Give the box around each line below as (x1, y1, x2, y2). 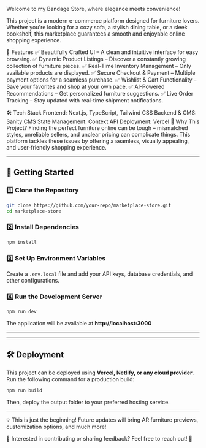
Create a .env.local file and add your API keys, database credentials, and (6, 270, 193, 278)
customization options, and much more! (6, 423, 107, 430)
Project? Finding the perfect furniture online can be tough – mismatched (6, 124, 188, 131)
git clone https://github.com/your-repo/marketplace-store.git (6, 202, 172, 208)
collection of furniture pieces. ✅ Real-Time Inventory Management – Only (6, 63, 191, 69)
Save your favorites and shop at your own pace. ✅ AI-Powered (6, 83, 165, 90)
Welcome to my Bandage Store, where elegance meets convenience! (6, 6, 181, 12)
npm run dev (6, 309, 37, 315)
